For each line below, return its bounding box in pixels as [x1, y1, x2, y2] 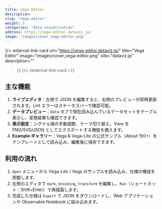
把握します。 [12, 174, 38, 180]
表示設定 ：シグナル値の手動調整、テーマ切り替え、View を [12, 121, 130, 126]
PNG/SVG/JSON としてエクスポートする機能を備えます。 [12, 127, 126, 133]
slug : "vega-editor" [5, 16, 47, 21]
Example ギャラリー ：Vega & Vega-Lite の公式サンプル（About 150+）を [12, 133, 157, 139]
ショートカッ [130, 180, 156, 186]
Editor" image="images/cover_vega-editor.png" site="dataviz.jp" [5, 52, 134, 58]
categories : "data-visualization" [5, 25, 75, 30]
